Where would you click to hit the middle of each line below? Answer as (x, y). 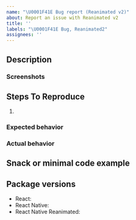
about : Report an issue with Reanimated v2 (63, 18)
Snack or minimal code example (68, 163)
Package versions (41, 184)
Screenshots (26, 77)
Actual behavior (30, 144)
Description (29, 60)
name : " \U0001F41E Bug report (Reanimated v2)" (68, 12)
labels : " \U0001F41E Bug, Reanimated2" (57, 29)
